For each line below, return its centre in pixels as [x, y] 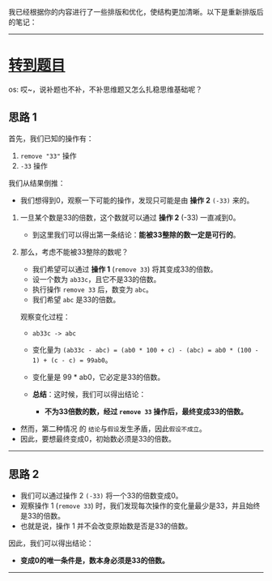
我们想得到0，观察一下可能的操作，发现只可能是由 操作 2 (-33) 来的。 [137, 200]
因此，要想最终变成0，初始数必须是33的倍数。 [98, 438]
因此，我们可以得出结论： [51, 543]
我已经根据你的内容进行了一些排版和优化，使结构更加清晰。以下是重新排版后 [136, 12]
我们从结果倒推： [37, 183]
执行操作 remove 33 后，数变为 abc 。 [93, 289]
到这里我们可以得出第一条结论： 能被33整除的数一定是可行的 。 [136, 234]
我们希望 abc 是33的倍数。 [76, 299]
